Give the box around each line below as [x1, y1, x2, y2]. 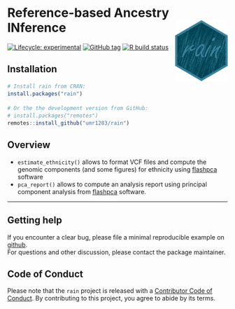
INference [7, 20, 66, 36]
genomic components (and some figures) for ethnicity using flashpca [17, 165, 218, 173]
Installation [7, 63, 57, 75]
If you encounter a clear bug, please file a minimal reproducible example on [7, 233, 225, 241]
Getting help [7, 214, 62, 226]
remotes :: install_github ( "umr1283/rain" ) [7, 120, 130, 127]
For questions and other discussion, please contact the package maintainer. [7, 247, 226, 256]
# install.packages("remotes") [7, 112, 99, 120]
